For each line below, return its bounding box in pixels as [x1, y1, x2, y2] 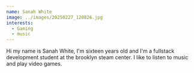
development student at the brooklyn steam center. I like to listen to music [6, 54, 189, 61]
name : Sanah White [6, 8, 52, 15]
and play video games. [6, 60, 62, 68]
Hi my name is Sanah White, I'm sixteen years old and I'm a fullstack [6, 47, 175, 54]
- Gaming [11, 25, 34, 32]
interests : [6, 20, 34, 26]
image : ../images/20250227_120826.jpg [6, 14, 103, 20]
